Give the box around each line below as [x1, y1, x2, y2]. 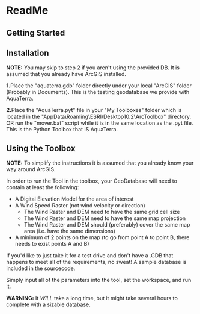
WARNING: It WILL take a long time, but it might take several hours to [6, 295, 178, 302]
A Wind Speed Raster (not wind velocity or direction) [14, 202, 145, 209]
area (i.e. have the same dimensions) [23, 227, 116, 235]
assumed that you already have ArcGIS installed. [6, 71, 126, 78]
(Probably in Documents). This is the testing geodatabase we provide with [6, 89, 190, 96]
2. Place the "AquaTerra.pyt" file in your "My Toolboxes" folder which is [6, 107, 182, 114]
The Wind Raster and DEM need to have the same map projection [23, 215, 186, 222]
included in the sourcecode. [6, 265, 76, 272]
